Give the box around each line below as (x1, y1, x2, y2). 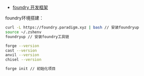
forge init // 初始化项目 (5, 66, 56, 71)
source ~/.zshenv (5, 29, 42, 34)
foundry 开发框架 (12, 4, 48, 10)
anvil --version (5, 52, 39, 57)
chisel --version (5, 57, 42, 62)
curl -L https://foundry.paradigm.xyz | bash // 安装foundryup (5, 25, 139, 30)
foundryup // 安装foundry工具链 (5, 34, 69, 39)
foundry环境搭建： (5, 15, 44, 21)
